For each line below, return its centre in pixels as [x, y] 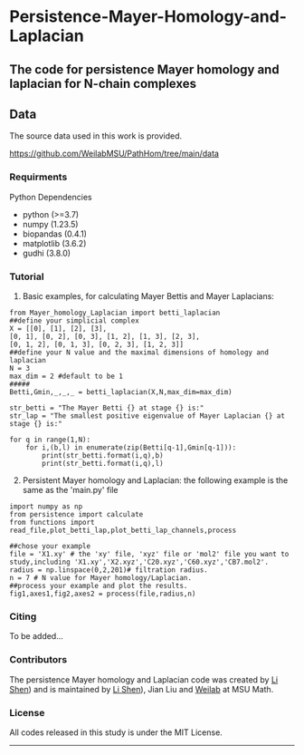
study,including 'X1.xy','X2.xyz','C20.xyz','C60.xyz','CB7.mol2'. [139, 562]
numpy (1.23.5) [50, 224]
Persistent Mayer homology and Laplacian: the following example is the [155, 480]
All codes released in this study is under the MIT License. [116, 732]
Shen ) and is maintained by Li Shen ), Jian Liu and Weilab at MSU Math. [142, 689]
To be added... [36, 636]
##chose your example [50, 546]
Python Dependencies [51, 197]
